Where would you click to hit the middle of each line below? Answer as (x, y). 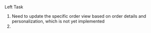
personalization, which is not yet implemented (58, 21)
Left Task (14, 7)
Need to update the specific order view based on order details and (79, 16)
